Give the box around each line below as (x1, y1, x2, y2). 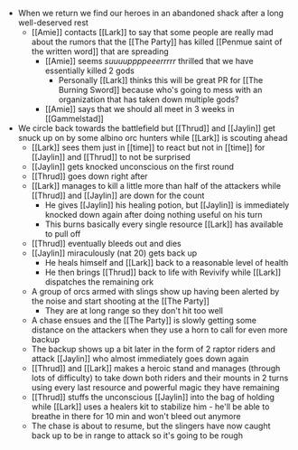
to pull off (44, 229, 81, 239)
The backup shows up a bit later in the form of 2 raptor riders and (31, 343, 275, 354)
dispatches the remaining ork (44, 277, 154, 287)
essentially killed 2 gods (44, 65, 135, 76)
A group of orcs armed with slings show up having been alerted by (31, 286, 280, 296)
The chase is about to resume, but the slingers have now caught (31, 420, 271, 431)
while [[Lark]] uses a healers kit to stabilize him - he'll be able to (31, 401, 270, 412)
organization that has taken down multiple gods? (58, 94, 239, 105)
